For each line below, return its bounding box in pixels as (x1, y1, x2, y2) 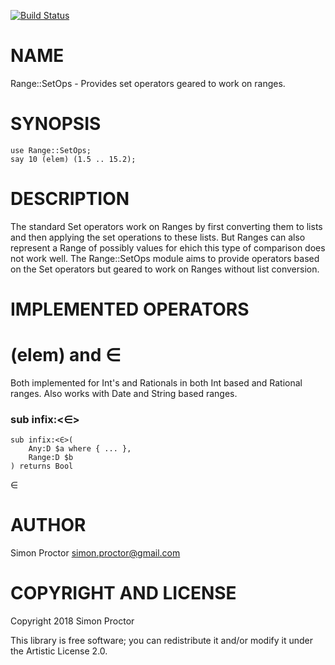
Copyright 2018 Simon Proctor (10, 615, 135, 627)
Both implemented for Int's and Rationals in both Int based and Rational (10, 376, 303, 389)
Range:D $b (28, 453, 74, 463)
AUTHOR (10, 514, 87, 537)
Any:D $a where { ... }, (28, 444, 132, 454)
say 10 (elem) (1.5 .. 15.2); (10, 154, 137, 164)
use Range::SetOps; (10, 145, 92, 155)
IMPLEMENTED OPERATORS (10, 298, 250, 320)
